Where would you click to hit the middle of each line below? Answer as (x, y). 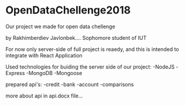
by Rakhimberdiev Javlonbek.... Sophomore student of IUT (76, 38)
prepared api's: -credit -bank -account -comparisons (70, 84)
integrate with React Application (44, 55)
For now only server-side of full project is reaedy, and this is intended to (92, 49)
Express (15, 73)
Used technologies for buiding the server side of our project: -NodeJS (90, 67)
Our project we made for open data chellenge (60, 26)
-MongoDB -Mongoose (54, 73)
